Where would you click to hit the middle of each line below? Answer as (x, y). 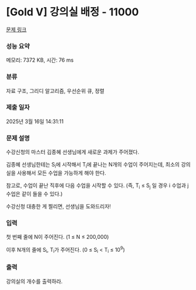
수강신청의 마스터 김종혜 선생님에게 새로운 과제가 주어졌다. (73, 152)
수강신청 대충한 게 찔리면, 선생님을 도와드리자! (59, 206)
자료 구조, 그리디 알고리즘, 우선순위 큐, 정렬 (55, 91)
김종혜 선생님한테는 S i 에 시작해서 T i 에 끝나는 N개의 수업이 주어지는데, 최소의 (93, 165)
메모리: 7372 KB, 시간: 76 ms (40, 60)
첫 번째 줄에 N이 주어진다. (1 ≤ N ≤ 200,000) (58, 237)
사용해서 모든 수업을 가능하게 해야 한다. (62, 173)
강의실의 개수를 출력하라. (34, 281)
